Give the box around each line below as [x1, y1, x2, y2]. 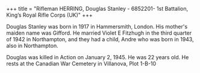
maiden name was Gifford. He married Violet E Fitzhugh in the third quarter [6, 29, 192, 36]
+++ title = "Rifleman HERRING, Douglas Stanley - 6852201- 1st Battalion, [6, 5, 189, 12]
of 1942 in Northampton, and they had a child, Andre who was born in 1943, [6, 36, 194, 42]
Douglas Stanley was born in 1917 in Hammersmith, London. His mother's [6, 23, 188, 30]
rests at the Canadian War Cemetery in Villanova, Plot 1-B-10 [6, 60, 157, 67]
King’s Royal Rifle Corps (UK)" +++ [6, 11, 93, 19]
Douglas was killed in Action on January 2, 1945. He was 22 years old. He [6, 54, 189, 60]
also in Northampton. [6, 42, 58, 49]
